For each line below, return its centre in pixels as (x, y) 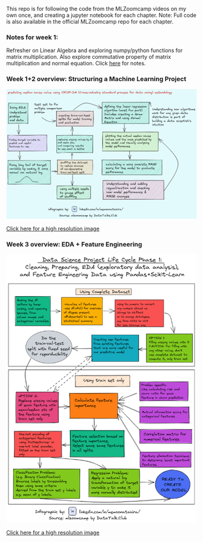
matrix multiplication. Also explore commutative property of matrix (89, 57)
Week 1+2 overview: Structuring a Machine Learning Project (96, 79)
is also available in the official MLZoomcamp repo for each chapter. (90, 21)
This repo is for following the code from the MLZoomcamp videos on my (96, 9)
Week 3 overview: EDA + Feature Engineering (74, 244)
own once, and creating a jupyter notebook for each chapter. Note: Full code (101, 15)
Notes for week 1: (32, 37)
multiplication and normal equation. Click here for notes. (76, 64)
